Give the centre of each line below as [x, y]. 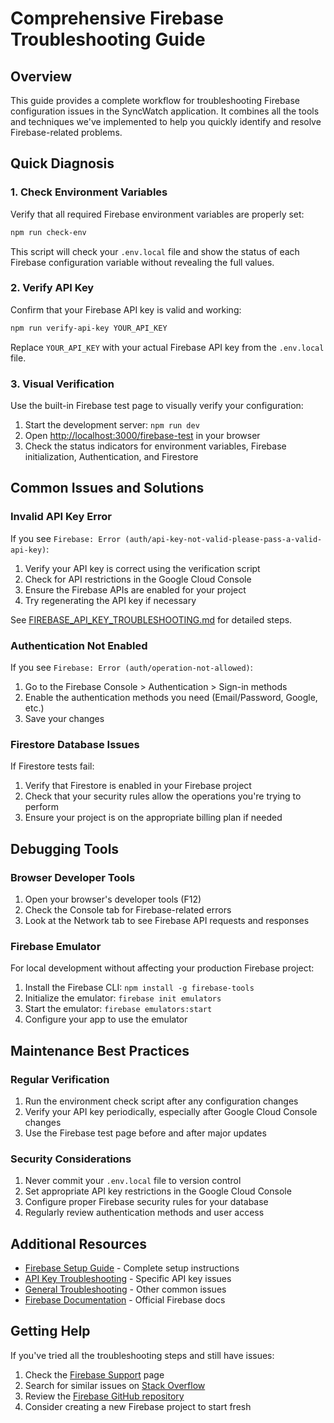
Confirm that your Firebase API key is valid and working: [126, 309]
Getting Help [50, 1331]
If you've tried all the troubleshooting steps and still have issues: [142, 1355]
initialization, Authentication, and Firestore [111, 457]
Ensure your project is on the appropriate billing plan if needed [153, 818]
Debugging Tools [65, 848]
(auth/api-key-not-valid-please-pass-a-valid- [223, 539]
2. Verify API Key [52, 288]
